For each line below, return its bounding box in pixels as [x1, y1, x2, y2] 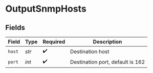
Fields [5, 23, 26, 32]
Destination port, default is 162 [70, 58, 145, 65]
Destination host [70, 48, 110, 55]
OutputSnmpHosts [5, 3, 87, 15]
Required [42, 39, 65, 45]
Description [93, 39, 122, 45]
